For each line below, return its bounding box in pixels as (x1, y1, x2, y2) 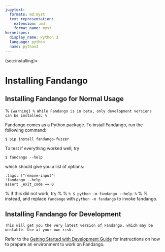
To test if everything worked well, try (5, 145, 80, 151)
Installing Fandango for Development (5, 210, 122, 218)
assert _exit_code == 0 (5, 182, 54, 187)
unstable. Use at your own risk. (5, 227, 74, 233)
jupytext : (5, 7, 26, 12)
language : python (9, 40, 45, 45)
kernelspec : (5, 30, 30, 35)
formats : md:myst (9, 12, 45, 17)
